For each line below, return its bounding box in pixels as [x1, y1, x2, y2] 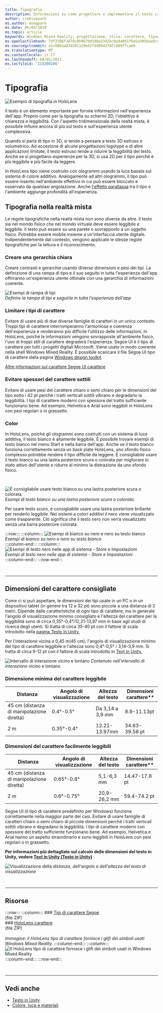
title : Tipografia [5, 7, 42, 12]
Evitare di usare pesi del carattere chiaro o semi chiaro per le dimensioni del [5, 387, 157, 393]
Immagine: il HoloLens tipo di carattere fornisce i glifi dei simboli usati [5, 936, 145, 941]
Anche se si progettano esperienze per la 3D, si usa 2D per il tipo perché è [5, 154, 154, 160]
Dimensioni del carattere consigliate [5, 585, 116, 593]
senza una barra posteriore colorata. [5, 521, 78, 527]
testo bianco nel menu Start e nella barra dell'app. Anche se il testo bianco [5, 442, 154, 447]
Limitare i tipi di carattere [5, 307, 65, 314]
